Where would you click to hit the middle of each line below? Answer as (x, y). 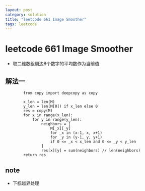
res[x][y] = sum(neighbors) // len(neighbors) (91, 151)
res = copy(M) (38, 111)
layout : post (19, 10)
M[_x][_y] (60, 128)
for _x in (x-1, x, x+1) (76, 133)
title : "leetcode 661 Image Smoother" (46, 19)
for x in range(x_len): (48, 115)
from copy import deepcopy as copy (61, 93)
